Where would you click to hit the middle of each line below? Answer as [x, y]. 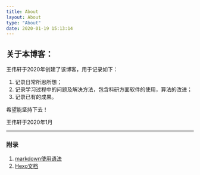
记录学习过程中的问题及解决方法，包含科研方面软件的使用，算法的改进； [103, 89]
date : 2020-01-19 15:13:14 [40, 28]
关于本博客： [30, 54]
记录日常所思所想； [38, 82]
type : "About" [24, 23]
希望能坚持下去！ [27, 110]
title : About [22, 12]
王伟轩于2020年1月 [29, 122]
